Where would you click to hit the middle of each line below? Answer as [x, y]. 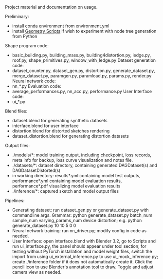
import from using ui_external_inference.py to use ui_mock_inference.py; [85, 257]
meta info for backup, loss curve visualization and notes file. [72, 160]
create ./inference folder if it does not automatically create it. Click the [82, 262]
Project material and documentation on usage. [51, 7]
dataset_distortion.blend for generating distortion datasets [70, 136]
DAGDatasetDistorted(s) [36, 170]
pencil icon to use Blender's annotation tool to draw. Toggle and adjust [83, 267]
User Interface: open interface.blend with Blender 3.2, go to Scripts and [84, 241]
